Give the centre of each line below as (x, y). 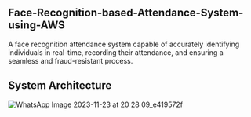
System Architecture (60, 86)
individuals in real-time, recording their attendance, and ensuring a (116, 52)
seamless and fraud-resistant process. (71, 60)
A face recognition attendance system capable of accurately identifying (124, 44)
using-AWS (36, 26)
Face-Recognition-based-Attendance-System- (126, 13)
